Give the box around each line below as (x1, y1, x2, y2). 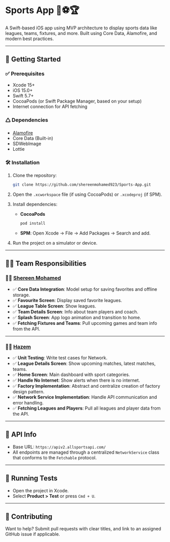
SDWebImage (12, 141, 41, 147)
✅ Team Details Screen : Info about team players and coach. (12, 309, 139, 315)
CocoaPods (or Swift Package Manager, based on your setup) (12, 98, 142, 104)
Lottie (12, 146, 25, 152)
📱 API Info (5, 430, 37, 439)
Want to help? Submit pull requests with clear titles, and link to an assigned (5, 526, 161, 532)
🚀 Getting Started (5, 55, 61, 64)
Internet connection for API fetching (12, 103, 88, 110)
